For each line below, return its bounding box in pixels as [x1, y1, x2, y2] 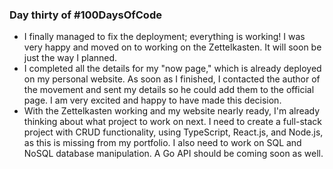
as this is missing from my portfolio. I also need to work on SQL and [23, 137, 302, 149]
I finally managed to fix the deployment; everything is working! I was [23, 31, 306, 43]
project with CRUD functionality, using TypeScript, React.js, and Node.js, [23, 126, 324, 138]
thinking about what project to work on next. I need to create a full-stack [23, 116, 323, 128]
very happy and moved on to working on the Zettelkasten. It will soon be [23, 41, 322, 53]
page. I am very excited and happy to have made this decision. [23, 94, 282, 107]
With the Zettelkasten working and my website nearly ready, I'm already [23, 105, 321, 117]
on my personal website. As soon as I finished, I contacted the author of [23, 73, 321, 85]
